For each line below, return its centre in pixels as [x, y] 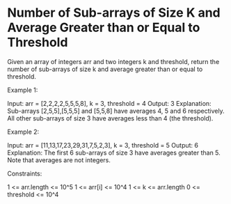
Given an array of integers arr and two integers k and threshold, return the [113, 61]
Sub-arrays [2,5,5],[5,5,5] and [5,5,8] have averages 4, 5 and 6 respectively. [116, 111]
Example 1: [23, 90]
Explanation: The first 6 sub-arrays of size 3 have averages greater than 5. [114, 152]
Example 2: [23, 132]
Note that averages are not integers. [59, 160]
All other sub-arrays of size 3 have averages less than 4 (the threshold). [110, 118]
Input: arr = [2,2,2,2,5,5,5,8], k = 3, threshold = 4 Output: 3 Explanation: [109, 103]
